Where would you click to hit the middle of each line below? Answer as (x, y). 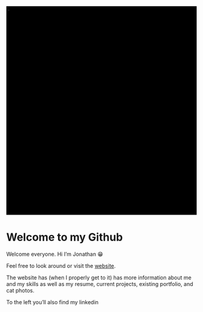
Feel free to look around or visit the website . (61, 265)
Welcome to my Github (65, 237)
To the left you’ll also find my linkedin (52, 302)
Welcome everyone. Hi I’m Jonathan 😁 (55, 254)
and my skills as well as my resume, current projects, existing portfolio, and (100, 284)
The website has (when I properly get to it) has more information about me (99, 277)
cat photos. (21, 290)
